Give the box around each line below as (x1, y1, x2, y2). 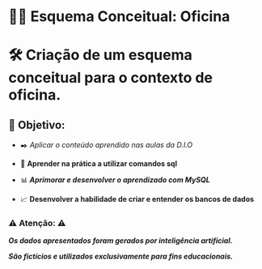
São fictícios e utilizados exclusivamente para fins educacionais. (8, 251, 234, 262)
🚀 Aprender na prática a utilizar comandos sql (19, 159, 178, 169)
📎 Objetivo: (8, 117, 65, 132)
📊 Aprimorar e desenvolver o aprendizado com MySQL (19, 175, 210, 185)
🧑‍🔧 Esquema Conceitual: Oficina (8, 7, 230, 26)
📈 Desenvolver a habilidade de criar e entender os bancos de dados (19, 194, 255, 204)
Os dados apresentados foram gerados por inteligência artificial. (8, 236, 233, 246)
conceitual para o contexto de (8, 69, 213, 88)
